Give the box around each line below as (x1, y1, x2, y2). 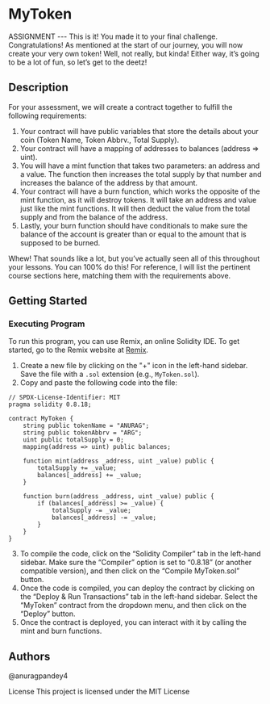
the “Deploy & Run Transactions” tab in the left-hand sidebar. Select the (19, 592, 258, 601)
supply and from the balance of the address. (19, 212, 168, 222)
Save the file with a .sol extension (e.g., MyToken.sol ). (19, 369, 200, 379)
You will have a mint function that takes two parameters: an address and (19, 161, 260, 170)
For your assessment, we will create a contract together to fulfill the (8, 102, 233, 111)
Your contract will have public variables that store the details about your (19, 126, 260, 136)
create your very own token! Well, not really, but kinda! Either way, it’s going (8, 48, 260, 58)
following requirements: (8, 111, 87, 120)
